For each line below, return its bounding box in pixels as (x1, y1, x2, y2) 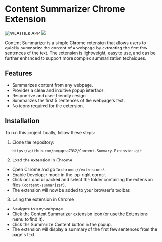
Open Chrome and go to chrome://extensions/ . (12, 166, 106, 173)
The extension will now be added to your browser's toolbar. (12, 187, 131, 193)
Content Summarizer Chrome (5, 3, 125, 15)
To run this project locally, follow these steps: (5, 129, 95, 135)
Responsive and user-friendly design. (12, 92, 87, 98)
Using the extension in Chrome (12, 196, 74, 202)
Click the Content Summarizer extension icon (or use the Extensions (12, 211, 148, 217)
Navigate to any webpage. (12, 206, 65, 212)
